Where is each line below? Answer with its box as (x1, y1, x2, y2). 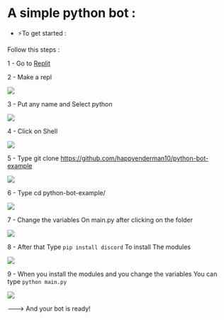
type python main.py (7, 277, 67, 285)
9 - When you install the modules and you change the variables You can (7, 270, 218, 278)
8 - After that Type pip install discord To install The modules (7, 243, 191, 251)
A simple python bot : (7, 5, 136, 21)
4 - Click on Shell (7, 126, 58, 136)
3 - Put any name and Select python (7, 99, 113, 108)
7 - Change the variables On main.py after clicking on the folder (7, 215, 194, 224)
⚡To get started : (17, 28, 67, 37)
